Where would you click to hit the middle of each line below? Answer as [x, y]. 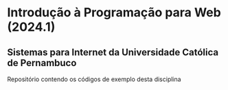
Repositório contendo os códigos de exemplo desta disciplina [94, 79]
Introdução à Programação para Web [114, 13]
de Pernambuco [42, 63]
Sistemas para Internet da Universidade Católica [113, 52]
